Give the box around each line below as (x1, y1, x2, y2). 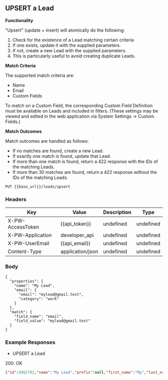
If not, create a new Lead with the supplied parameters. (12, 47, 126, 53)
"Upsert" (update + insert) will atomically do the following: (5, 27, 125, 33)
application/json (60, 248, 98, 255)
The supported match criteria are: (5, 72, 75, 78)
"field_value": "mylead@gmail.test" (14, 319, 91, 324)
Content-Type (7, 248, 41, 255)
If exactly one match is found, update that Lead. (12, 153, 111, 159)
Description (103, 209, 131, 216)
